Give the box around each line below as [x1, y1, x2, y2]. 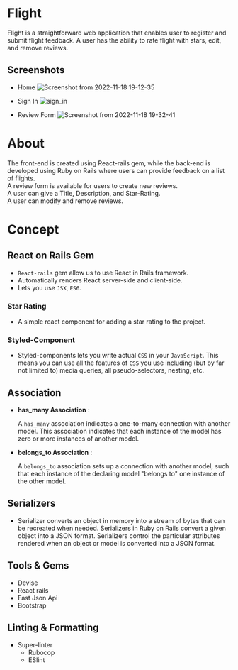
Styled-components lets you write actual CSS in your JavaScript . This [17, 351, 219, 360]
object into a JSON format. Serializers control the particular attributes [17, 531, 220, 540]
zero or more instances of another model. [17, 434, 140, 443]
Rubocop [28, 648, 55, 657]
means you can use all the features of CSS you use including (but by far [17, 358, 225, 367]
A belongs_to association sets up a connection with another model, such [17, 462, 229, 471]
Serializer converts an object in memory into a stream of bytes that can [17, 516, 225, 525]
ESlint [28, 655, 45, 664]
